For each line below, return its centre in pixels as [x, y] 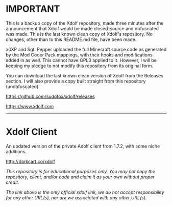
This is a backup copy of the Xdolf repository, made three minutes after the [85, 23]
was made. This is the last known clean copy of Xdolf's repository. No [79, 34]
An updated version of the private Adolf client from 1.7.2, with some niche [83, 146]
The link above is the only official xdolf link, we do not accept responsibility [85, 192]
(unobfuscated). [23, 86]
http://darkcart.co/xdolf [30, 161]
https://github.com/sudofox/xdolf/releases [50, 96]
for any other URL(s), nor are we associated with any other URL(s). [76, 197]
